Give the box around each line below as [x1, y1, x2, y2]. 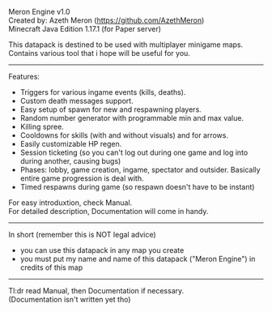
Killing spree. [19, 122, 65, 131]
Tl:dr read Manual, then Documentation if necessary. [8, 286, 185, 295]
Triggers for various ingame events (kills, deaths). [19, 88, 186, 96]
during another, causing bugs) [19, 156, 121, 165]
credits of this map [19, 263, 83, 272]
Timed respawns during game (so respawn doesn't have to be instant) [19, 182, 255, 191]
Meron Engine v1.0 [8, 7, 70, 16]
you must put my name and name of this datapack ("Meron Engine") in [19, 254, 256, 263]
